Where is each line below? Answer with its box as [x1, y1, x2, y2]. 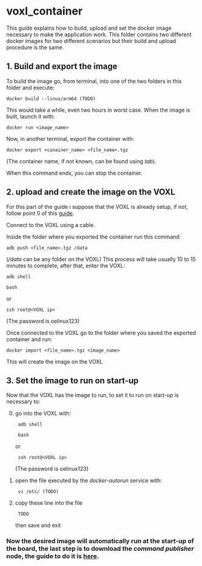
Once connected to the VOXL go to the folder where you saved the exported [6, 329, 197, 336]
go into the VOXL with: [15, 410, 71, 417]
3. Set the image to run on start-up [6, 375, 139, 386]
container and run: [6, 335, 53, 343]
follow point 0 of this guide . [6, 210, 74, 217]
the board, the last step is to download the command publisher [6, 545, 195, 553]
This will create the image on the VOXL [6, 358, 103, 365]
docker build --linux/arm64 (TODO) [6, 95, 96, 101]
